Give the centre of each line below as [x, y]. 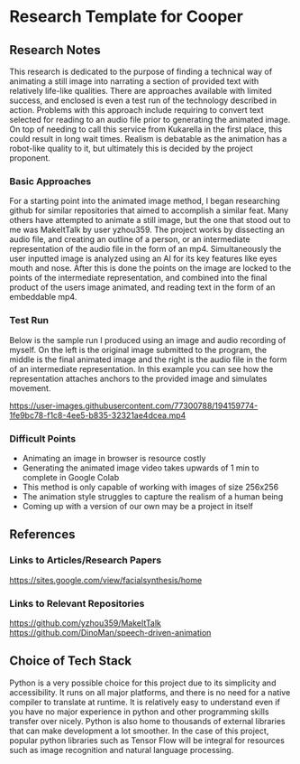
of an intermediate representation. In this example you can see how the [141, 368]
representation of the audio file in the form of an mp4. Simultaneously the [145, 249]
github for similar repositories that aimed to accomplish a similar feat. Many [149, 210]
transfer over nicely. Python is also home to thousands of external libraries [147, 721]
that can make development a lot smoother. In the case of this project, [139, 731]
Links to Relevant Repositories [77, 603]
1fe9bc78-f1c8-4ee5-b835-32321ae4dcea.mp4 [98, 415]
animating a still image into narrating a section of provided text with [134, 81]
